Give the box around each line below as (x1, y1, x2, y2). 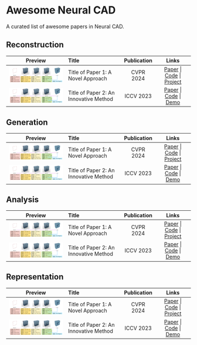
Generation (6, 117, 48, 127)
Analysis (6, 194, 39, 204)
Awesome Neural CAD (6, 4, 116, 17)
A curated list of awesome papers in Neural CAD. (6, 23, 124, 30)
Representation (6, 272, 64, 282)
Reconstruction (6, 40, 64, 50)
